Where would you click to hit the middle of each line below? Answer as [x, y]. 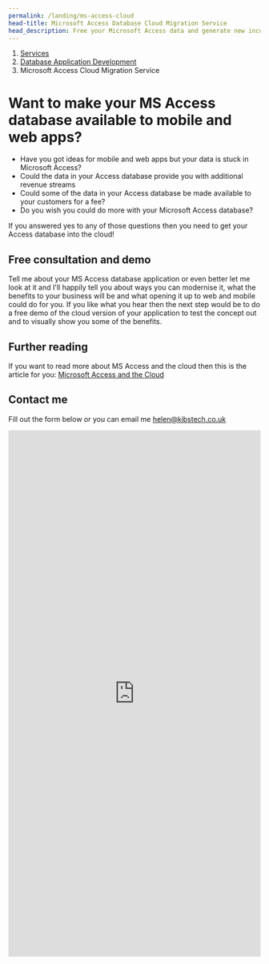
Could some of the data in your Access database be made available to [136, 193]
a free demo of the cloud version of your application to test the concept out [132, 313]
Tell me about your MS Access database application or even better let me [129, 279]
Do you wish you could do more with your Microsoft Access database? [137, 210]
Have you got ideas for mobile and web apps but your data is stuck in [134, 159]
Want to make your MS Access [112, 103]
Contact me [38, 400]
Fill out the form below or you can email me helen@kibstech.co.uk [117, 419]
